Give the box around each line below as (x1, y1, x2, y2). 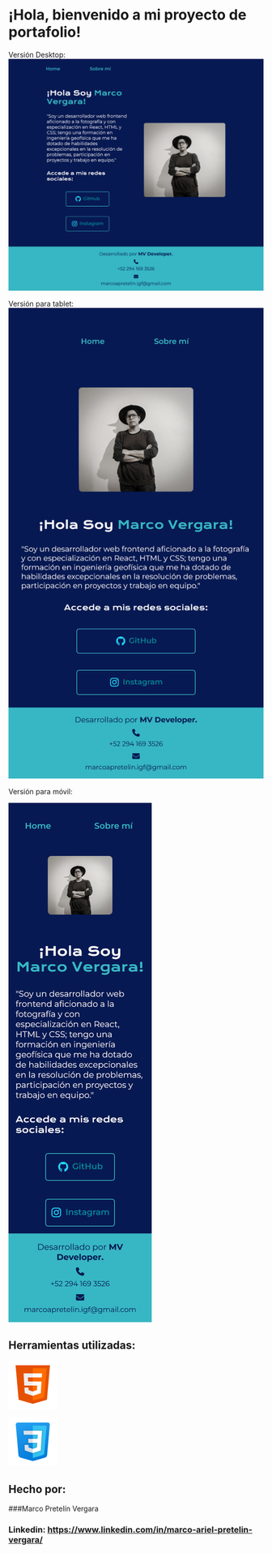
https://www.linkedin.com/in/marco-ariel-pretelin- (47, 1524, 253, 1535)
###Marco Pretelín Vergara (8, 1504, 99, 1514)
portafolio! (8, 23, 81, 41)
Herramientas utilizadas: (8, 1338, 136, 1352)
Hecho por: (8, 1482, 66, 1496)
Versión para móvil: (8, 787, 73, 797)
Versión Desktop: (8, 49, 66, 59)
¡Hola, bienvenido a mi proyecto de (8, 6, 247, 24)
